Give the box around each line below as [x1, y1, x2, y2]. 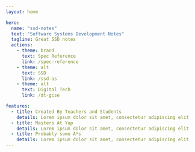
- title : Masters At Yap [11, 120, 73, 126]
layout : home [5, 8, 39, 15]
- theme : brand [16, 47, 55, 54]
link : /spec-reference [21, 58, 79, 65]
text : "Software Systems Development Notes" [11, 31, 125, 37]
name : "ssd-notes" [11, 25, 58, 31]
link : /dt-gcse [21, 93, 60, 99]
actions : [11, 42, 33, 48]
